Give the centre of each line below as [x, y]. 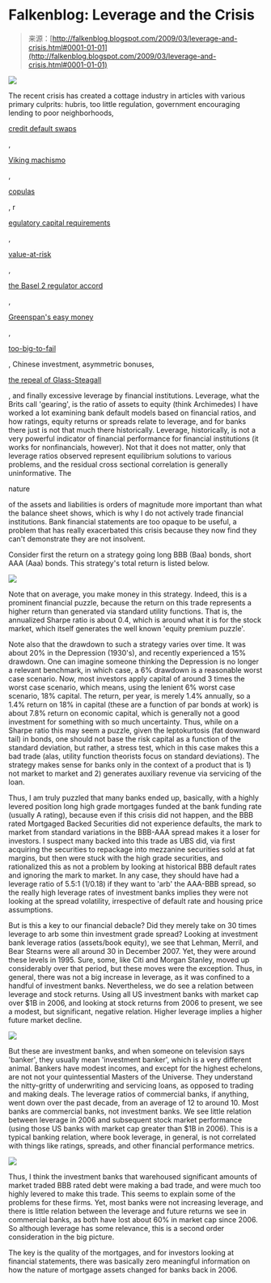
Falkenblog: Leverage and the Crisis [131, 15]
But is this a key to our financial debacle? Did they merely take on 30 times [133, 925]
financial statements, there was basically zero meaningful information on [129, 1261]
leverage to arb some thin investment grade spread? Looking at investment [133, 934]
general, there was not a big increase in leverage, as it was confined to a [129, 977]
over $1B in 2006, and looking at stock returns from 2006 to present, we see [135, 1003]
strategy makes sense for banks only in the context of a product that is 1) [130, 764]
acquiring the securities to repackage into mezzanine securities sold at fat [132, 849]
